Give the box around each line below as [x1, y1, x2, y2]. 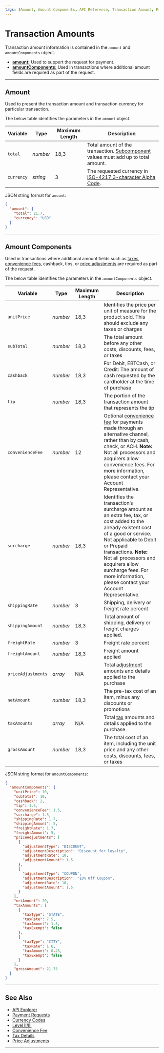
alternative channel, [103, 431, 149, 437]
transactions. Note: [103, 549, 148, 556]
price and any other [103, 746, 149, 753]
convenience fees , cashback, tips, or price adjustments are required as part [5, 261, 158, 267]
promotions [103, 706, 130, 713]
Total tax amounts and [103, 714, 155, 721]
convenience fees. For [103, 461, 155, 468]
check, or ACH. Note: [103, 443, 152, 450]
